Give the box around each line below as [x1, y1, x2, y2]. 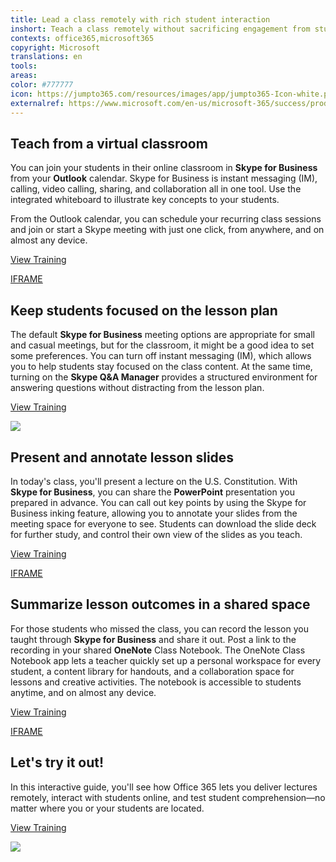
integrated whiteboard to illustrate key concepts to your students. [10, 194, 280, 206]
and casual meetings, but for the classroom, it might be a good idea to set [10, 339, 315, 351]
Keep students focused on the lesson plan [10, 302, 278, 319]
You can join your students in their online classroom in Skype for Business [10, 162, 318, 174]
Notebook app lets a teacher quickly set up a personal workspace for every [10, 654, 322, 666]
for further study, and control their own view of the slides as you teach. [10, 528, 303, 540]
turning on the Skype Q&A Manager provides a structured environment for [10, 371, 318, 383]
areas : [10, 71, 38, 81]
